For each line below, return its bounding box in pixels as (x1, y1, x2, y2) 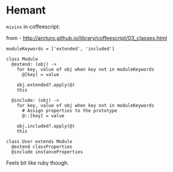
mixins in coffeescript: (6, 23, 60, 30)
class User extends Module (6, 138, 73, 144)
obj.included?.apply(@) (17, 123, 76, 129)
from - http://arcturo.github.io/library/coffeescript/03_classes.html (6, 34, 167, 41)
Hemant (6, 4, 46, 17)
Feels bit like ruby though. (6, 159, 69, 166)
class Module (6, 56, 38, 62)
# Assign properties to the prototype (21, 107, 117, 114)
